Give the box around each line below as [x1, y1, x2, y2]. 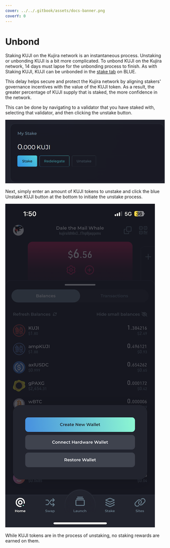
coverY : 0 [5, 13, 26, 19]
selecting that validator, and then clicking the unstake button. [5, 110, 133, 116]
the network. [5, 95, 32, 101]
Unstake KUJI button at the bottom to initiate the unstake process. [5, 194, 143, 200]
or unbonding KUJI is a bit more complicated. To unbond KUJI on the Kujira [5, 58, 162, 64]
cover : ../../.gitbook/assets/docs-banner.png [5, 8, 105, 13]
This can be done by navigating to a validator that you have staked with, [5, 104, 155, 111]
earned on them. [5, 537, 40, 543]
